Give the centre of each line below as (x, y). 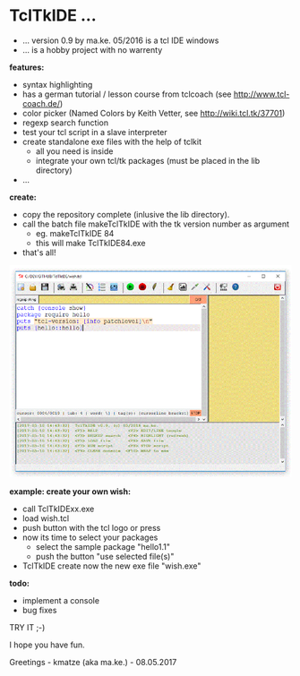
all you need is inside (74, 151)
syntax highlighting (57, 84)
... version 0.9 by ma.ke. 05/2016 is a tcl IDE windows (120, 40)
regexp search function (65, 123)
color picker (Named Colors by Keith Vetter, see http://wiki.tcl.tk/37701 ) (154, 113)
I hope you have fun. (47, 645)
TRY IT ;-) (27, 627)
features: (27, 67)
